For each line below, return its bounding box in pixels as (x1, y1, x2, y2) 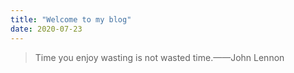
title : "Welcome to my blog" (10, 14, 132, 25)
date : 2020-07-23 (10, 24, 83, 34)
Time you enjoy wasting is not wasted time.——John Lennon (34, 51, 285, 63)
